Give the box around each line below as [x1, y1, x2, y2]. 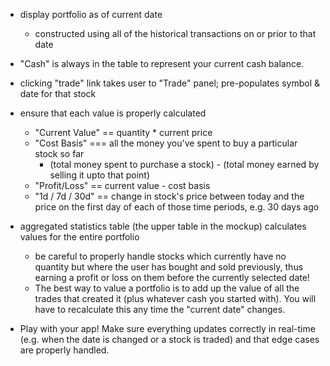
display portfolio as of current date [19, 9, 163, 20]
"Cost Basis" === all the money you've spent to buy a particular [34, 137, 298, 149]
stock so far [34, 148, 85, 159]
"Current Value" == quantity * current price [34, 127, 213, 138]
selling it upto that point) [49, 169, 150, 181]
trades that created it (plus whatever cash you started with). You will [34, 293, 317, 304]
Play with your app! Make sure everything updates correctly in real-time [19, 323, 316, 334]
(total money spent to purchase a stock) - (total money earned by [49, 159, 320, 170]
